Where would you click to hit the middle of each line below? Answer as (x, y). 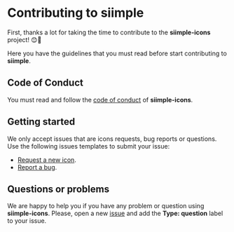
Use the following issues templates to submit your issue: (89, 146)
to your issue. (27, 221)
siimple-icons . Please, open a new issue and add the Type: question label (115, 213)
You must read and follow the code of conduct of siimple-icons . (100, 100)
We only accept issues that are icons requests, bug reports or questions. (112, 139)
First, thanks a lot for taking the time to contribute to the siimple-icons (109, 32)
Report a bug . (37, 167)
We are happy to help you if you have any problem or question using (106, 206)
